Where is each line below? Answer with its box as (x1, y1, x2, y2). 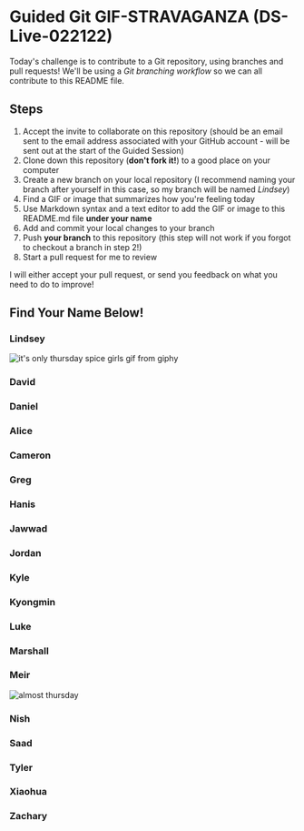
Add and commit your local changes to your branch (22, 222, 215, 233)
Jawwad (9, 522, 48, 534)
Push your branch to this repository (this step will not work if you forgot (22, 232, 291, 243)
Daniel (9, 400, 39, 413)
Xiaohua (9, 785, 47, 798)
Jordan (9, 546, 42, 559)
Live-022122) (9, 25, 113, 46)
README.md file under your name (22, 212, 152, 224)
